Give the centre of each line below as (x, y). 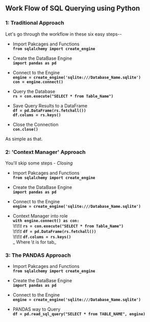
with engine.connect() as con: (46, 221)
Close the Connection (35, 124)
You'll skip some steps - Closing (39, 163)
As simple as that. (24, 139)
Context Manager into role (40, 216)
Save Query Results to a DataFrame (50, 105)
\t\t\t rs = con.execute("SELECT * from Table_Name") (68, 226)
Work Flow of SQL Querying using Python (73, 8)
